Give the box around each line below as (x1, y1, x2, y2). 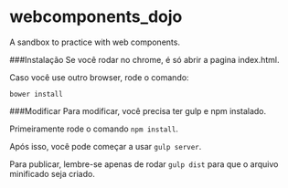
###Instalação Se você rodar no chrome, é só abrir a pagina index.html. (9, 54, 281, 65)
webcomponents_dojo (9, 6, 183, 27)
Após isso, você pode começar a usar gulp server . (9, 141, 202, 151)
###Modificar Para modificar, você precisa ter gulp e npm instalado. (9, 105, 267, 116)
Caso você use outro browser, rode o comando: (9, 71, 189, 83)
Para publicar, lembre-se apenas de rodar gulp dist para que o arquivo (9, 158, 279, 170)
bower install (9, 89, 64, 99)
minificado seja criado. (9, 168, 96, 179)
